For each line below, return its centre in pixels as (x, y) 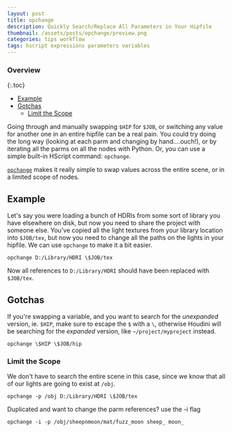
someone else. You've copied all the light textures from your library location (115, 230)
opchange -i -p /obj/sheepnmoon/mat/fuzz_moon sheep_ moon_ (96, 422)
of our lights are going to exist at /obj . (61, 384)
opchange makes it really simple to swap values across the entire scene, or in (116, 170)
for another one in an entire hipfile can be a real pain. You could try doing (111, 134)
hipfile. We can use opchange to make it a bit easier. (80, 245)
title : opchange (30, 20)
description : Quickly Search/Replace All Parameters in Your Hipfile (110, 26)
